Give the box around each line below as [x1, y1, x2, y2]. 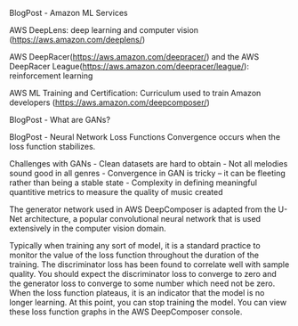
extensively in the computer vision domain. [9, 223, 166, 233]
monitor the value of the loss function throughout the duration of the [9, 249, 260, 260]
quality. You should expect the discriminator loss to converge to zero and [9, 269, 278, 279]
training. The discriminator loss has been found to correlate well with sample [9, 259, 290, 270]
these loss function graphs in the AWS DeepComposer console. [9, 306, 243, 317]
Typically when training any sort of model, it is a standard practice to [9, 240, 261, 250]
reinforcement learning [9, 70, 93, 81]
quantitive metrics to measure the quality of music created [9, 187, 224, 197]
